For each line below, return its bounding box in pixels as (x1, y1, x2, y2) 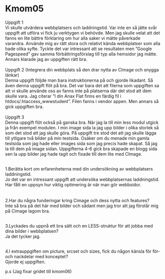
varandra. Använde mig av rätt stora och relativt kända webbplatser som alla (5, 40, 161, 46)
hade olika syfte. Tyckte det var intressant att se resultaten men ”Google (5, 46, 152, 52)
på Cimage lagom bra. (5, 208, 50, 214)
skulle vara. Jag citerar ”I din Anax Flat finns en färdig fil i (5, 93, 122, 99)
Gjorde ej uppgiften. (5, 259, 46, 265)
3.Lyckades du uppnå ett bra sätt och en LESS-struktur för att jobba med (5, 223, 153, 228)
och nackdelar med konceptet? (5, 253, 68, 259)
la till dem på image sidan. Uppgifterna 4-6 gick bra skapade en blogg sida (5, 146, 157, 152)
